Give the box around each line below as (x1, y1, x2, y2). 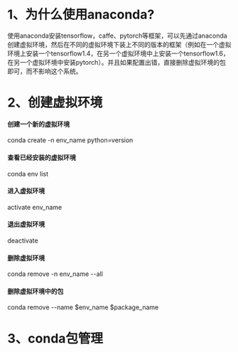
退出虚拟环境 (7, 220, 45, 228)
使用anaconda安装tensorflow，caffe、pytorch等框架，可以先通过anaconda (7, 31, 227, 40)
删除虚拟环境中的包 (7, 287, 64, 295)
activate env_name (7, 203, 63, 211)
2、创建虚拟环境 (7, 95, 103, 111)
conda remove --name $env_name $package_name (7, 303, 159, 311)
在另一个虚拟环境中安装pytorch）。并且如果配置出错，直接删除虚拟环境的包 (7, 58, 226, 66)
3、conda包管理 (7, 330, 104, 346)
